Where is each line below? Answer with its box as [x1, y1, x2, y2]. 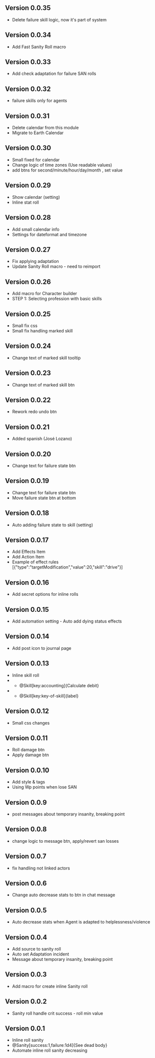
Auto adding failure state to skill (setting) [12, 522, 93, 528]
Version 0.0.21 [5, 423, 50, 431]
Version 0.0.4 [5, 933, 47, 941]
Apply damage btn [12, 752, 49, 758]
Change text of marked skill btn [12, 382, 75, 388]
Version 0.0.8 [5, 825, 47, 833]
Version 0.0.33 [5, 58, 51, 66]
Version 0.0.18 [5, 509, 49, 517]
